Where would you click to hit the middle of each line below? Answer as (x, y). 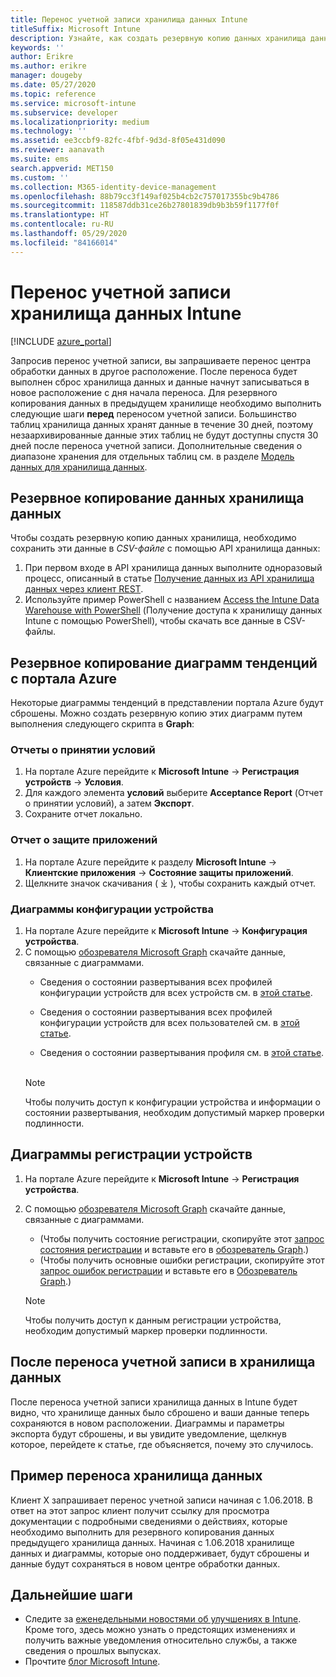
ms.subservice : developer (64, 112)
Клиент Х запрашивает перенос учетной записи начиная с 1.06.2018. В (161, 1500)
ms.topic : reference (53, 94)
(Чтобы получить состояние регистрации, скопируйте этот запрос (182, 1238)
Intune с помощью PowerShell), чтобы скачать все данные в (153, 621)
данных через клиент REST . (84, 589)
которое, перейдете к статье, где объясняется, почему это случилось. (162, 1444)
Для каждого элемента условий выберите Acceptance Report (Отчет (173, 793)
